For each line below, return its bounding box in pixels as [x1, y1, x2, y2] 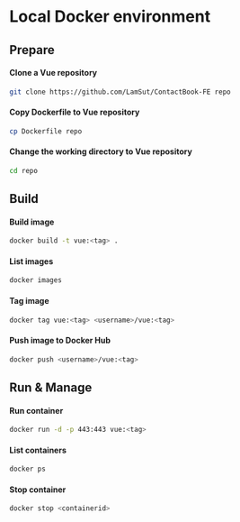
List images [9, 255, 54, 267]
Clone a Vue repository [9, 68, 98, 78]
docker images [9, 276, 63, 285]
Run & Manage [9, 380, 93, 395]
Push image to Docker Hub [9, 335, 111, 346]
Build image [9, 216, 55, 227]
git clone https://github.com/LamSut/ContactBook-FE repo [9, 87, 231, 96]
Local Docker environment [9, 6, 211, 27]
